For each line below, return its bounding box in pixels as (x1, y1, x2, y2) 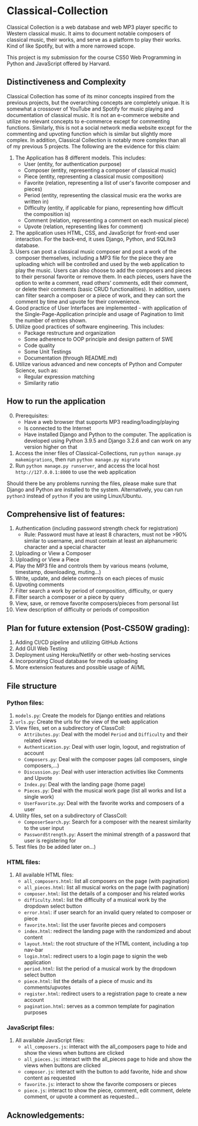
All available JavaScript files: (15, 1037, 85, 1044)
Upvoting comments (15, 581, 65, 588)
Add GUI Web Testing (15, 645, 68, 652)
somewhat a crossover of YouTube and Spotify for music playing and (6, 105, 174, 112)
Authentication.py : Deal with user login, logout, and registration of (24, 743, 186, 750)
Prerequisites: (15, 412, 49, 419)
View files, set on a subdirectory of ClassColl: (15, 724, 126, 731)
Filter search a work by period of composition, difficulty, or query (15, 587, 173, 594)
